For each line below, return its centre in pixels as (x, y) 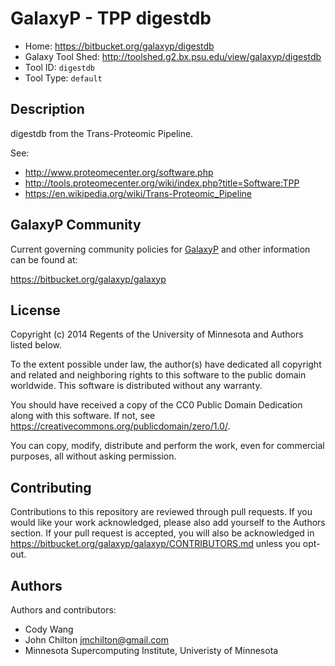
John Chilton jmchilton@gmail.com (96, 640)
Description (47, 109)
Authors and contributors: (63, 610)
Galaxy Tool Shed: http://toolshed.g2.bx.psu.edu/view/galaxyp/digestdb (173, 56)
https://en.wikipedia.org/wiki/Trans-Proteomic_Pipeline (138, 193)
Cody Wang (49, 629)
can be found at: (44, 259)
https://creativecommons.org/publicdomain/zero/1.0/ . (120, 426)
